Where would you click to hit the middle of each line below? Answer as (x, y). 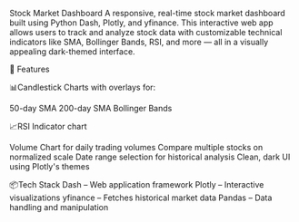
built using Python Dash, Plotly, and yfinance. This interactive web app (142, 23)
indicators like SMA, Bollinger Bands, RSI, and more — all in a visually (139, 42)
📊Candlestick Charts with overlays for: (83, 87)
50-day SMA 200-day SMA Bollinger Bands (91, 108)
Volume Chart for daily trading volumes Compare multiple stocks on (136, 147)
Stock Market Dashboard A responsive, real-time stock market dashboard (148, 13)
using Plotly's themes (50, 166)
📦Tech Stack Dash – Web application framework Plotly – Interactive (137, 184)
